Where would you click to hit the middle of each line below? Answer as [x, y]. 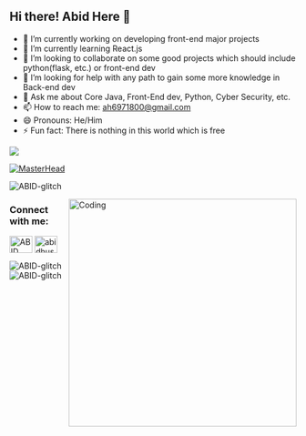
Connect [29, 209]
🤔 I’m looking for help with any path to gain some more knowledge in [151, 77]
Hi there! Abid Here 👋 [70, 17]
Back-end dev [49, 86]
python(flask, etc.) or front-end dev [89, 67]
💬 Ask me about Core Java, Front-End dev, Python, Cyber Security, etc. [157, 96]
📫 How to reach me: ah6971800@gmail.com [107, 106]
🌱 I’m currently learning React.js [82, 48]
